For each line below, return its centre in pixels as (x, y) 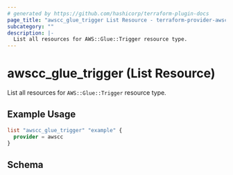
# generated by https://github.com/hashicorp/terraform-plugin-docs (108, 13)
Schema (25, 164)
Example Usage (42, 114)
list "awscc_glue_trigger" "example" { (65, 130)
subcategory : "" (31, 26)
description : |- (31, 33)
